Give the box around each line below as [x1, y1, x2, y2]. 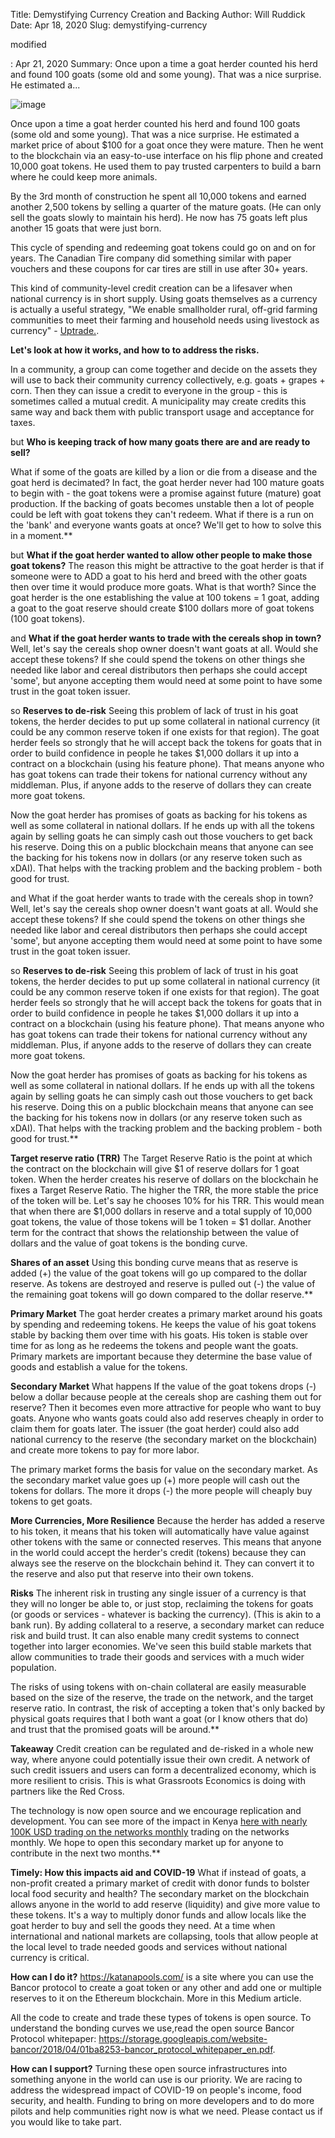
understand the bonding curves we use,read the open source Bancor [10, 2022, 295, 2034]
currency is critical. [10, 1952, 90, 1963]
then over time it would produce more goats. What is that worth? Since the [10, 581, 317, 593]
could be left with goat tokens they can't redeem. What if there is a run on [10, 509, 315, 520]
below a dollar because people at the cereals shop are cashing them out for [10, 1391, 322, 1403]
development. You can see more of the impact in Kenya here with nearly [10, 1815, 308, 1827]
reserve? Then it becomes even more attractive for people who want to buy [10, 1402, 322, 1413]
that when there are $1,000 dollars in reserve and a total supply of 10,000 [10, 1205, 313, 1217]
